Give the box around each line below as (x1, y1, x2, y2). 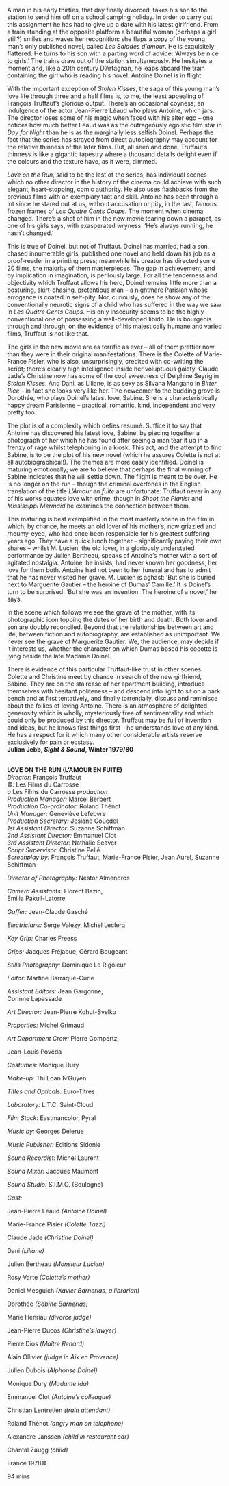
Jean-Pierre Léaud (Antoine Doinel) (7, 1207, 107, 1215)
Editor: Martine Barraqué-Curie (7, 974, 94, 982)
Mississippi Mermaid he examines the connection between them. (7, 501, 191, 510)
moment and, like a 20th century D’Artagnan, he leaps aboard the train (7, 64, 205, 72)
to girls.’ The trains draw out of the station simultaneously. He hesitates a (7, 57, 213, 64)
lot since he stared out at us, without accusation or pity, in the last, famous (7, 200, 217, 208)
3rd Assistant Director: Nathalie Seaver (7, 839, 117, 847)
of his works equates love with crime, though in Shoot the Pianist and (7, 495, 203, 502)
